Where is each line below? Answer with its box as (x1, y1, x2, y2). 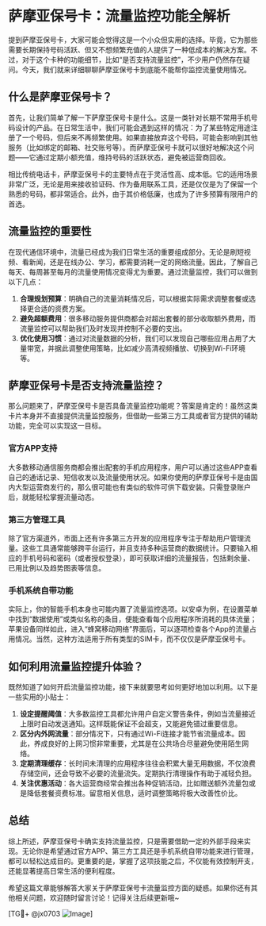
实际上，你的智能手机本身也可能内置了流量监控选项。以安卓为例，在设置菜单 (8, 605, 258, 614)
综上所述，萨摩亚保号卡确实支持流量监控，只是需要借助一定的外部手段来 (8, 836, 244, 846)
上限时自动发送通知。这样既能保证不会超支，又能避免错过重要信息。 (19, 719, 242, 728)
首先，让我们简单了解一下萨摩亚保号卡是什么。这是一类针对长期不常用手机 (8, 113, 251, 122)
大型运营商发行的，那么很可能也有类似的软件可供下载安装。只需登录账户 (14, 482, 251, 492)
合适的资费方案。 (33, 303, 89, 313)
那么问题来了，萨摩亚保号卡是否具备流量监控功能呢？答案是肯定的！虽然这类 (8, 402, 258, 411)
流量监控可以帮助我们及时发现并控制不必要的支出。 (19, 323, 187, 333)
